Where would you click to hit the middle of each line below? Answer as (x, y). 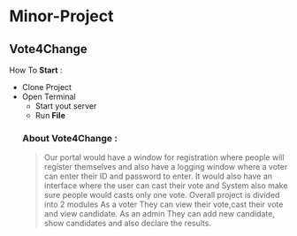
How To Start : (36, 70)
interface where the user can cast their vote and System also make (166, 186)
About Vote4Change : (69, 138)
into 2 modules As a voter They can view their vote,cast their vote (164, 204)
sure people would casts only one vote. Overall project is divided (162, 195)
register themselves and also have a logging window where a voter (166, 167)
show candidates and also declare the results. (128, 224)
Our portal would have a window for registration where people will (164, 157)
